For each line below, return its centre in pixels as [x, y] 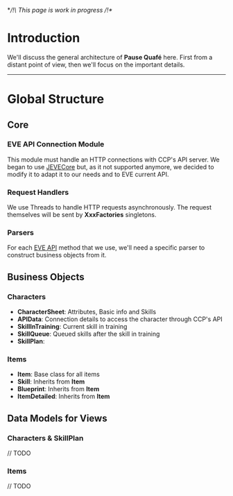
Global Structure [56, 99]
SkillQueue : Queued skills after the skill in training [88, 334]
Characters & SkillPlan [45, 438]
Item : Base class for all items [59, 375]
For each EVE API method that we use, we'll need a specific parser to [106, 248]
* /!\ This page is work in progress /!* [60, 10]
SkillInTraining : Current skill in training [72, 327]
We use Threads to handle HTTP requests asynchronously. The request [110, 207]
